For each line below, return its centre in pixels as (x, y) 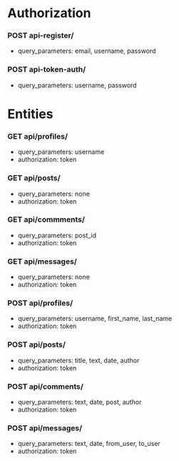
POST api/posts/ (37, 344)
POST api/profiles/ (40, 303)
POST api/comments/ (46, 386)
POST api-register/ (41, 36)
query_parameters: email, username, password (87, 51)
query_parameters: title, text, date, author (78, 360)
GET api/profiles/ (37, 136)
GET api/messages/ (42, 261)
